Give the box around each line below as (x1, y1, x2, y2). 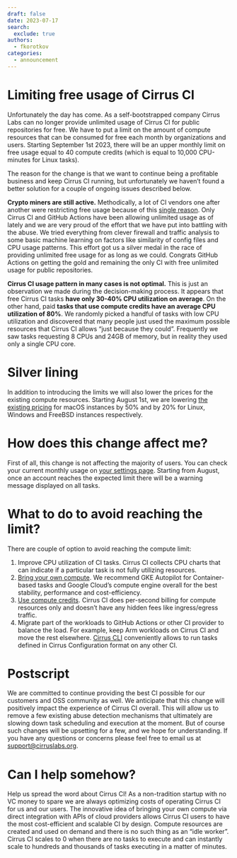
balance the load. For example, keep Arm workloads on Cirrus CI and (17, 626, 219, 634)
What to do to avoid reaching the (7, 505, 203, 522)
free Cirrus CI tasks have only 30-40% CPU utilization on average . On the (7, 294, 226, 303)
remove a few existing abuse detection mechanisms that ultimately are (7, 711, 213, 720)
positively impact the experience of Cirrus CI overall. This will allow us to (7, 704, 219, 712)
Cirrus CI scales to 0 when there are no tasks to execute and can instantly (7, 835, 223, 843)
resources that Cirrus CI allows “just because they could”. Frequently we (7, 324, 219, 333)
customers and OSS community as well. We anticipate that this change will (7, 697, 225, 705)
